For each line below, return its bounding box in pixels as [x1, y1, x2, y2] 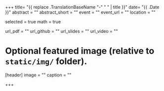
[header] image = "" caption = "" [5, 72, 72, 78]
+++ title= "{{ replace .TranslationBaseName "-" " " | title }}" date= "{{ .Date [5, 4, 160, 10]
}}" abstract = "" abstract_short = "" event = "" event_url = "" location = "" [5, 9, 156, 15]
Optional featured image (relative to [5, 45, 155, 57]
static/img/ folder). [5, 56, 87, 67]
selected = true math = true [5, 19, 61, 24]
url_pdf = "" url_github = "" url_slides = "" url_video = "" [5, 28, 118, 34]
